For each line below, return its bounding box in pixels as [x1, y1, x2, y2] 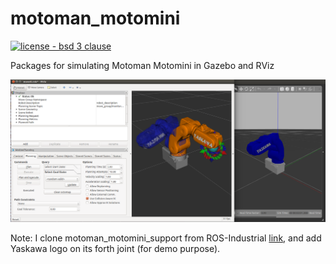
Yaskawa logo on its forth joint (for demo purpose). [10, 242, 221, 254]
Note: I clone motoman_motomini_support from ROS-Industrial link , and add [10, 232, 322, 244]
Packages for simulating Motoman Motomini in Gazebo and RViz [10, 59, 275, 71]
